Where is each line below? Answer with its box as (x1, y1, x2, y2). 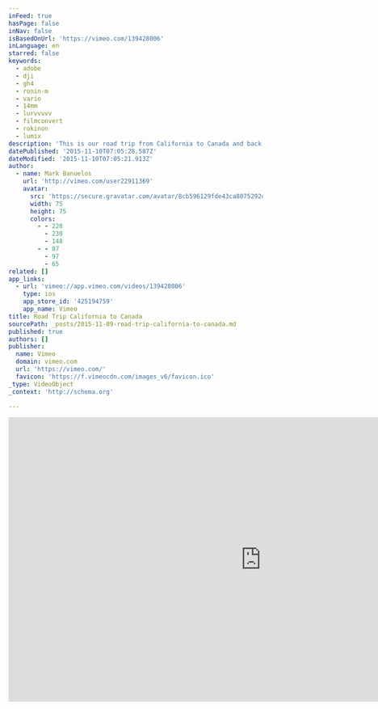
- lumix (15, 132, 42, 140)
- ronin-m (15, 87, 48, 95)
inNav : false (8, 27, 52, 35)
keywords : (8, 57, 42, 65)
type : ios (23, 290, 57, 298)
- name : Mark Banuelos (15, 170, 92, 178)
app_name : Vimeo (23, 305, 78, 313)
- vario (15, 95, 42, 103)
